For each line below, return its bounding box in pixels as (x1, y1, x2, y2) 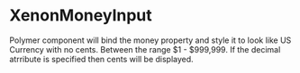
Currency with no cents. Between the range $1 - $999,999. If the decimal (9, 44, 281, 54)
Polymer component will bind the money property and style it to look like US (9, 35, 292, 45)
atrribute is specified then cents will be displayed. (9, 53, 194, 64)
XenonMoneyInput (9, 5, 153, 26)
